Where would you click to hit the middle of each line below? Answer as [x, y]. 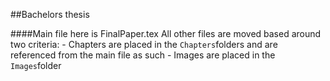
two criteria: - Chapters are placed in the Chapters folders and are [144, 44]
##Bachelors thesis [50, 14]
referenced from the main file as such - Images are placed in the [143, 55]
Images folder [36, 65]
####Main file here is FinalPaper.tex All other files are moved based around [166, 33]
